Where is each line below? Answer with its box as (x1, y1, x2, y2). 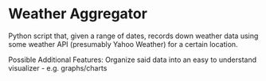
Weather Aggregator (8, 5, 147, 23)
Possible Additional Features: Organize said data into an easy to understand (8, 55, 257, 64)
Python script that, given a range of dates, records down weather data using (8, 31, 259, 40)
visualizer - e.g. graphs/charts (8, 63, 108, 72)
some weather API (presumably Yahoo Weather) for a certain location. (8, 39, 238, 48)
